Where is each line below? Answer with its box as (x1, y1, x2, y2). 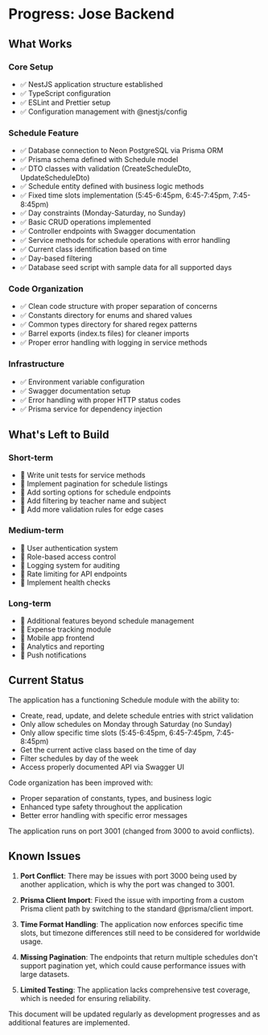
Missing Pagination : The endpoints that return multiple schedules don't (19, 952, 258, 962)
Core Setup (8, 61, 54, 73)
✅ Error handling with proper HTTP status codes (19, 394, 181, 404)
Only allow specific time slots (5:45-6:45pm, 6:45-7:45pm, (19, 728, 215, 737)
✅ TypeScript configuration (19, 88, 111, 98)
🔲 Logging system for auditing (19, 560, 121, 570)
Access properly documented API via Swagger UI (19, 762, 185, 771)
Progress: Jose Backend (8, 5, 175, 23)
